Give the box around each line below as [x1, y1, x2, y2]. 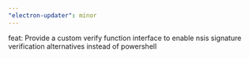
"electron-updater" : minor [8, 11, 97, 20]
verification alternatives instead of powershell [8, 41, 157, 51]
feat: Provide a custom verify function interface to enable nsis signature [8, 33, 242, 42]
